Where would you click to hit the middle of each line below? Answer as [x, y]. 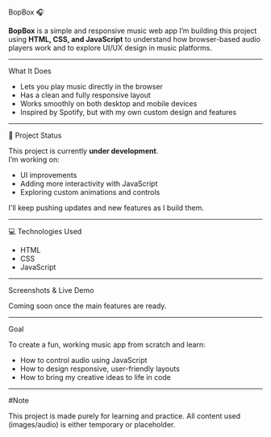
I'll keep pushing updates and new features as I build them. [106, 208]
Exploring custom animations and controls [90, 192]
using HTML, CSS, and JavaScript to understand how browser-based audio [134, 39]
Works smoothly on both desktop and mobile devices [108, 103]
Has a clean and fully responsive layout [85, 95]
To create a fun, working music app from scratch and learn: [107, 344]
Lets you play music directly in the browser [92, 87]
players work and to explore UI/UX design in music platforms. [110, 48]
